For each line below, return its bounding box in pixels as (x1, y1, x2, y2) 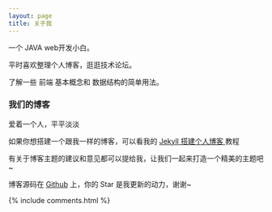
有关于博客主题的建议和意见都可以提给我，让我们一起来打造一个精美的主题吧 (8, 153, 264, 163)
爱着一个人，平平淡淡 (8, 119, 79, 129)
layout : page (8, 11, 53, 20)
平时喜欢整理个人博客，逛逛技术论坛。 (8, 60, 136, 70)
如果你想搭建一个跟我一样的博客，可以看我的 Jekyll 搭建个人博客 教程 (8, 136, 240, 146)
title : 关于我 (8, 19, 53, 28)
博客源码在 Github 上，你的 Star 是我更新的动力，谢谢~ (8, 179, 192, 189)
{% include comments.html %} (8, 195, 111, 205)
